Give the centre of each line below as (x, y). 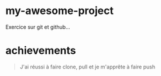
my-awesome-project (59, 11)
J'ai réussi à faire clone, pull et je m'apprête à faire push (88, 67)
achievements (41, 51)
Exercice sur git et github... (38, 27)
